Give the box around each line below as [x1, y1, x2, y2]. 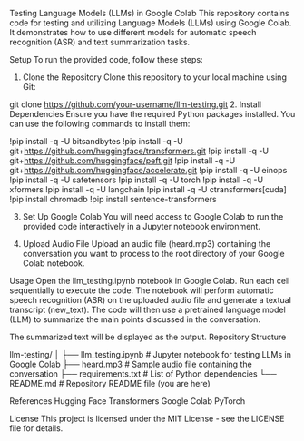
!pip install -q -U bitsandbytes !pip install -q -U [9, 136, 183, 146]
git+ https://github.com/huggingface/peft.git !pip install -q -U [9, 155, 236, 166]
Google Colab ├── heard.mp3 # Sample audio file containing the [9, 358, 252, 369]
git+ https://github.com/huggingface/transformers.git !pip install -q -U [9, 145, 270, 156]
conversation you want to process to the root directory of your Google [22, 249, 285, 259]
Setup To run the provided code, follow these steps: [9, 54, 203, 64]
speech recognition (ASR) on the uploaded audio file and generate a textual [9, 295, 292, 305]
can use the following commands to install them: [9, 118, 191, 129]
